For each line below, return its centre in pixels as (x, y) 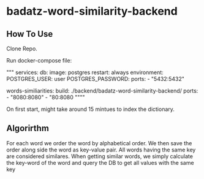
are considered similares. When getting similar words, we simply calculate (100, 156)
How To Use (30, 34)
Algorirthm (28, 128)
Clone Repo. (22, 48)
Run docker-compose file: (39, 60)
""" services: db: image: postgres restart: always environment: (85, 72)
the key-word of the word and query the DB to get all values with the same (100, 162)
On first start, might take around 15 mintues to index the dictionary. (90, 109)
